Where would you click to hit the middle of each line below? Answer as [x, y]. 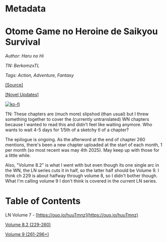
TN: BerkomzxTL [22, 66]
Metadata [25, 9]
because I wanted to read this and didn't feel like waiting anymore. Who [79, 125]
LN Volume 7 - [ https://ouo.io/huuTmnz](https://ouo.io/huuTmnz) [72, 215]
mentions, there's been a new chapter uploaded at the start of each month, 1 [84, 145]
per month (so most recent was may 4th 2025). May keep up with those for [82, 150]
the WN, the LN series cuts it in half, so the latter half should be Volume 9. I [82, 171]
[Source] [14, 85]
